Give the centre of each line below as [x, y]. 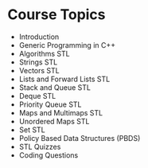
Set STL [32, 130]
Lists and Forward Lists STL [64, 79]
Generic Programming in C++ [67, 45]
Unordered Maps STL [54, 121]
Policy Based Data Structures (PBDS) [80, 138]
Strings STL [38, 62]
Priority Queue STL [50, 104]
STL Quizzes [40, 147]
